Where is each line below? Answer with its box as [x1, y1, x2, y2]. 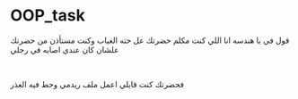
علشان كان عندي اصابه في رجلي [10, 44, 119, 54]
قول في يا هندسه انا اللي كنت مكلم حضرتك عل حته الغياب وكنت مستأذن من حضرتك [10, 35, 290, 45]
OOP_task [10, 5, 86, 26]
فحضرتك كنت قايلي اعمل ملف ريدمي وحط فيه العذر [10, 78, 185, 89]
